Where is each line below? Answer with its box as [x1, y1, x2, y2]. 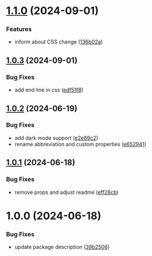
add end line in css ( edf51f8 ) [14, 86, 84, 93]
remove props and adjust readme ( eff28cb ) [14, 188, 119, 196]
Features [6, 25, 32, 33]
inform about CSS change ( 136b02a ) [14, 38, 103, 45]
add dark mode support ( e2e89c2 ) [14, 134, 98, 142]
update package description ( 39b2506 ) [14, 244, 110, 251]
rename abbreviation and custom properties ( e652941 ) [14, 140, 147, 147]
